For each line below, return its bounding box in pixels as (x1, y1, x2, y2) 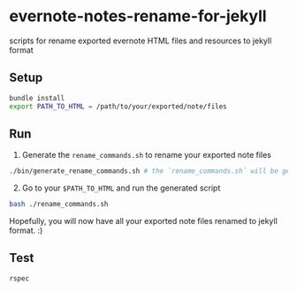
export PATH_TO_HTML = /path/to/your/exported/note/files (9, 101, 227, 111)
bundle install (9, 94, 65, 102)
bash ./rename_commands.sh (9, 200, 109, 209)
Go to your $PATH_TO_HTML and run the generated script (21, 183, 221, 193)
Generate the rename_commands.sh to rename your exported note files (21, 150, 272, 161)
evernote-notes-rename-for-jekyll (9, 6, 267, 26)
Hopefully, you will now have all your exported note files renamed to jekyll (9, 216, 278, 227)
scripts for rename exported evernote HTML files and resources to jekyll (9, 35, 272, 46)
